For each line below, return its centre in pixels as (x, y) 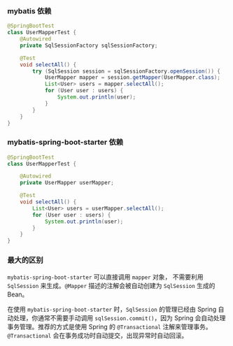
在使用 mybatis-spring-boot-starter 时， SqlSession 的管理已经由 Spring (112, 309)
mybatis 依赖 (29, 10)
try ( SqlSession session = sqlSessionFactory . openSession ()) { (126, 71)
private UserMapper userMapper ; (67, 183)
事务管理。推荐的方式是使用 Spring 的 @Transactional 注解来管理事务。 (110, 326)
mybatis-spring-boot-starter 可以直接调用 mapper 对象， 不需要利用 (105, 277)
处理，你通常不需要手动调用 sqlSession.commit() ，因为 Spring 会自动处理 (119, 318)
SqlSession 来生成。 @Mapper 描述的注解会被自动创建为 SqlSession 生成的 (111, 285)
